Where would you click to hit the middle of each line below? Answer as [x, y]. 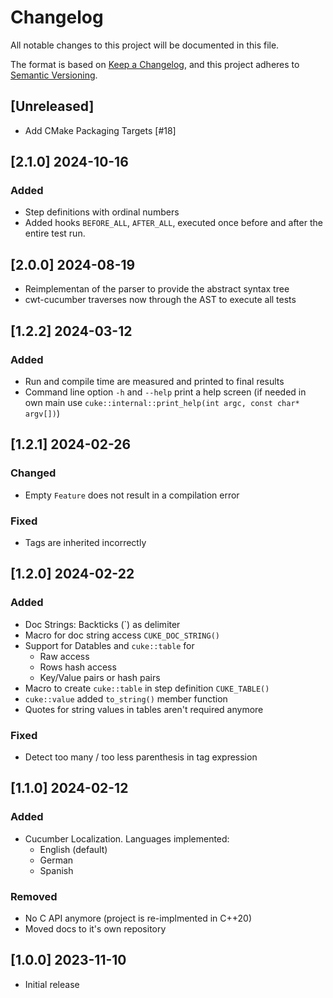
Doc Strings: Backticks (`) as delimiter [102, 624]
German [56, 860]
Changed [33, 473]
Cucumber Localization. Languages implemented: [127, 838]
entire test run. [55, 233]
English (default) [73, 849]
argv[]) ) [42, 413]
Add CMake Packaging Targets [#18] [100, 130]
